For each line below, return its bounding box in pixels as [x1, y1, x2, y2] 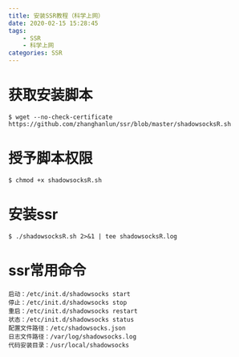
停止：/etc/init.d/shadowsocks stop [8, 298, 128, 306]
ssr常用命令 [8, 262, 87, 279]
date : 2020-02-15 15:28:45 [8, 19, 99, 27]
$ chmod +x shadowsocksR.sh [8, 176, 103, 185]
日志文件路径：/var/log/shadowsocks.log [8, 332, 137, 341]
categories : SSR [8, 49, 63, 57]
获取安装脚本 [8, 86, 94, 104]
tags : [8, 26, 26, 34]
